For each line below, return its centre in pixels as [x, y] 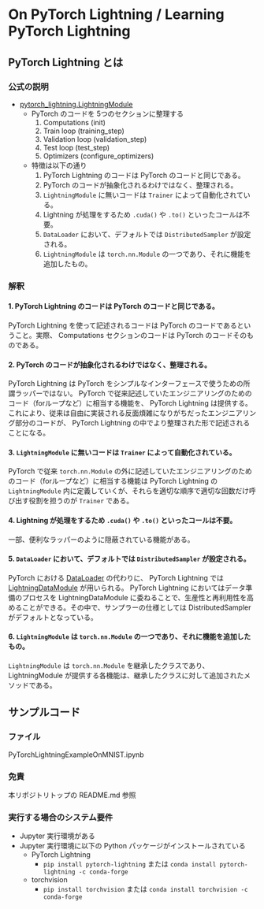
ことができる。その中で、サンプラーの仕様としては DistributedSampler [136, 607]
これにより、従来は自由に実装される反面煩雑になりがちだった [108, 413]
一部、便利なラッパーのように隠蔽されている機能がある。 [101, 539]
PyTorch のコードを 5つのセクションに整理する [107, 113]
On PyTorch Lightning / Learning [116, 15]
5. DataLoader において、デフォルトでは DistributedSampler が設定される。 [129, 559]
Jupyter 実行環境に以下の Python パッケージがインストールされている [132, 846]
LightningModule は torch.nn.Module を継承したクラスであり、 [109, 666]
